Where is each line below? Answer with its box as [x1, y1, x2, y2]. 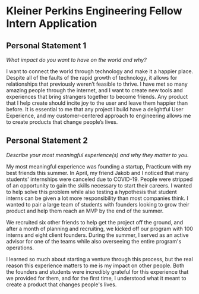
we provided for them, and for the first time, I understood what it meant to [6, 274, 187, 282]
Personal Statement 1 [6, 40, 87, 51]
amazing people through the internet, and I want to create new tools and [6, 87, 183, 93]
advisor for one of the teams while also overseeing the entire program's [6, 237, 182, 245]
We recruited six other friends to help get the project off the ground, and [6, 218, 184, 226]
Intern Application [6, 17, 97, 30]
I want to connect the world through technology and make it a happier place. [6, 68, 194, 75]
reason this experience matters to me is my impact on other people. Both [6, 262, 185, 269]
